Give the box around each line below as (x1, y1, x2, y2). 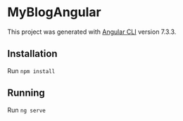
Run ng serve (7, 106, 46, 114)
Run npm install (7, 66, 56, 75)
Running (7, 87, 46, 99)
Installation (7, 48, 58, 60)
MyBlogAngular (7, 4, 101, 20)
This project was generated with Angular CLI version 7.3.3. (7, 27, 177, 36)
